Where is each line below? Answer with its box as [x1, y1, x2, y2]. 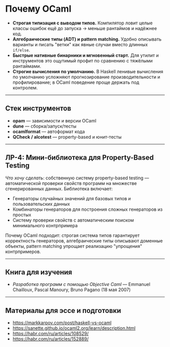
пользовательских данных [12, 201, 70, 207]
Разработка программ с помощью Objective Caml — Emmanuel [12, 281, 151, 288]
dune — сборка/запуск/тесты [12, 123, 77, 129]
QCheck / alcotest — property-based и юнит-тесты [12, 134, 122, 140]
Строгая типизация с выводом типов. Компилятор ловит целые [12, 20, 153, 26]
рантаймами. [12, 63, 41, 69]
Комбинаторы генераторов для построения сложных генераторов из [12, 206, 163, 212]
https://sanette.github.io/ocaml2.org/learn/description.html [12, 325, 136, 331]
